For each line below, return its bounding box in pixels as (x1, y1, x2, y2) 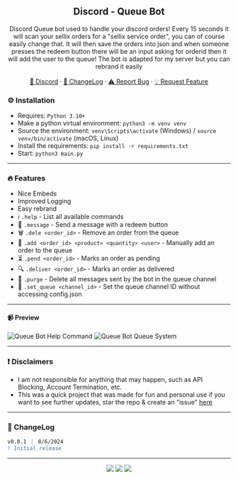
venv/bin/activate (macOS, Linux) (17, 134, 119, 142)
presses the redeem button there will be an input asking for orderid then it (11, 47, 227, 55)
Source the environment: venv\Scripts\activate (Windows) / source (17, 127, 217, 135)
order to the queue (17, 246, 73, 254)
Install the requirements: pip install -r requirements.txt (17, 142, 189, 150)
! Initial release (7, 445, 62, 452)
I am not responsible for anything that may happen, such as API (17, 375, 203, 383)
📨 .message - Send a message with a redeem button (17, 220, 169, 229)
